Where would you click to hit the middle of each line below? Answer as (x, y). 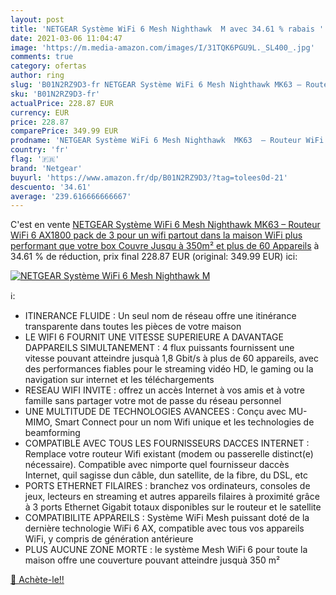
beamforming (52, 433)
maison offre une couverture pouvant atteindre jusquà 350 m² (152, 560)
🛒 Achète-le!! (37, 580)
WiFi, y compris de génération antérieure (109, 539)
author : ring (37, 76)
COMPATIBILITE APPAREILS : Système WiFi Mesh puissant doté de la (167, 518)
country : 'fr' (40, 150)
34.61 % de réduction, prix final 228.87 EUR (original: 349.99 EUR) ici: (154, 257)
